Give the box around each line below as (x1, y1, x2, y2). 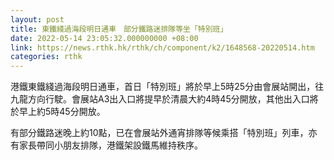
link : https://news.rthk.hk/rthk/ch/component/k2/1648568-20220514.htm (10, 42, 315, 53)
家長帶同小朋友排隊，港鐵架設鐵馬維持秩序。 (18, 139, 203, 151)
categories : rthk (10, 52, 83, 62)
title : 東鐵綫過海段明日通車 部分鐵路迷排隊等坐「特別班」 (10, 24, 228, 34)
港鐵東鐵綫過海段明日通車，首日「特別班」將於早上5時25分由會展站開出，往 (10, 81, 325, 93)
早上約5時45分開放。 (18, 106, 106, 118)
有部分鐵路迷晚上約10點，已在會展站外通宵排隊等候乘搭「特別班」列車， (10, 127, 309, 139)
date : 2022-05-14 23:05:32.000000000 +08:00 (10, 33, 199, 43)
